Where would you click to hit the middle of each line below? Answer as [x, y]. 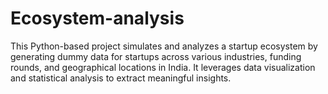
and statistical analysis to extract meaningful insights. [121, 78]
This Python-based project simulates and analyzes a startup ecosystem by [164, 46]
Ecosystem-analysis [97, 18]
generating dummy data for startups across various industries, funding [156, 56]
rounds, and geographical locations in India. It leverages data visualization [163, 67]
